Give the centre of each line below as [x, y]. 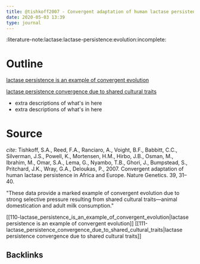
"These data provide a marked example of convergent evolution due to [93, 193]
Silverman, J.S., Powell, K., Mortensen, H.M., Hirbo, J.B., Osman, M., [90, 156]
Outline [25, 64]
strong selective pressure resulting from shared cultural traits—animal [92, 199]
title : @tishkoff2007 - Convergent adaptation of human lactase [87, 12]
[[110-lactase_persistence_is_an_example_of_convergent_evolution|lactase [98, 217]
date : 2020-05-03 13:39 [36, 17]
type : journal [24, 23]
